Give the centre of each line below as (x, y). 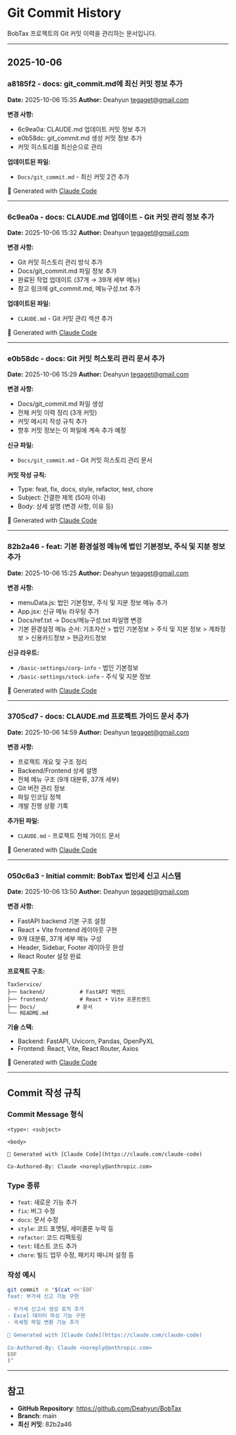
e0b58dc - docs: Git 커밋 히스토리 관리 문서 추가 (86, 358)
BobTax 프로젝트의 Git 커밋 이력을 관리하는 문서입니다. (82, 33)
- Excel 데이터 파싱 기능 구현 (46, 1316)
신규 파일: (20, 445)
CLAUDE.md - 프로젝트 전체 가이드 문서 (69, 835)
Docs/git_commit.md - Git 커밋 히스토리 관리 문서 (85, 460)
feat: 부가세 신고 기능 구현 (43, 1296)
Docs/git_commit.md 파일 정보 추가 (67, 271)
